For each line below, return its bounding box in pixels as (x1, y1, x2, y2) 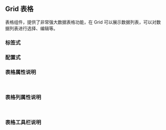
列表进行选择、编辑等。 (9, 25, 58, 31)
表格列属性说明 (5, 93, 41, 100)
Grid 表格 (5, 5, 34, 14)
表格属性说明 (5, 68, 36, 75)
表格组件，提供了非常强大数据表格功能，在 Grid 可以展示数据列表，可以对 (5, 19, 156, 25)
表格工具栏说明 (5, 119, 41, 126)
